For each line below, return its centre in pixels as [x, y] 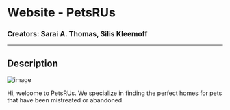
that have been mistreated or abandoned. [66, 100]
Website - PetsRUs [62, 13]
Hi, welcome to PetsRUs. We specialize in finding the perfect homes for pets [115, 93]
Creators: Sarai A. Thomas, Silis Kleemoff [77, 34]
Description [33, 63]
